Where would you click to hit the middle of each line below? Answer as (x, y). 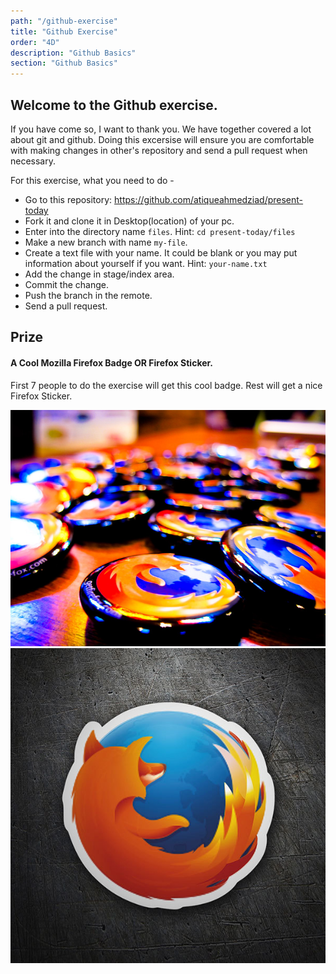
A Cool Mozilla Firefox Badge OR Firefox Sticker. (112, 362)
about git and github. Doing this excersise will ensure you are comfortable (162, 139)
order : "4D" (35, 42)
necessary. (33, 161)
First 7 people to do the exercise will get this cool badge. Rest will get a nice (166, 385)
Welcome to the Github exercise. (114, 105)
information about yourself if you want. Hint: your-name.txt (146, 263)
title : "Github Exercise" (64, 31)
